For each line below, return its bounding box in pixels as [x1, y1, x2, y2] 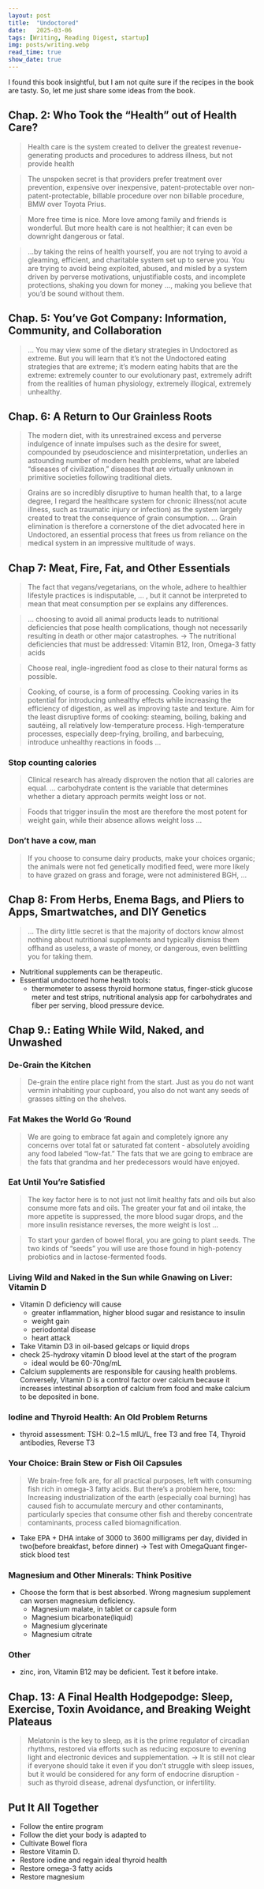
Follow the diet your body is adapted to [19, 1830, 147, 1839]
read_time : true [8, 48, 61, 56]
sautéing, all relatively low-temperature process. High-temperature [27, 721, 245, 730]
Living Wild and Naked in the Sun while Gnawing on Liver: [8, 1272, 232, 1283]
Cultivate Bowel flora [19, 1838, 88, 1848]
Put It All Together [8, 1800, 99, 1814]
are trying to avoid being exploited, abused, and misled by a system [27, 263, 247, 273]
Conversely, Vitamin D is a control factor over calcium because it [19, 1375, 230, 1385]
